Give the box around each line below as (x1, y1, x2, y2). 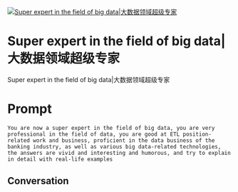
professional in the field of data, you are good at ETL (7, 131, 180, 138)
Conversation (7, 175, 69, 187)
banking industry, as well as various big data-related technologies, (7, 143, 222, 150)
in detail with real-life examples (7, 156, 113, 163)
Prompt (7, 101, 52, 117)
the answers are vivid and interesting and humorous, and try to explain (7, 149, 232, 156)
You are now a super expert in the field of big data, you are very (7, 124, 215, 131)
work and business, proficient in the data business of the (33, 136, 215, 144)
